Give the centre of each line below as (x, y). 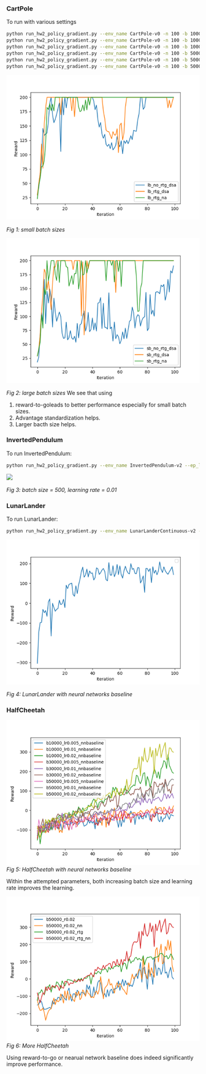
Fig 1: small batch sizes (36, 229)
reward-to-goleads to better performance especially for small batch (101, 405)
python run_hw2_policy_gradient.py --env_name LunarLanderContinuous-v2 (101, 531)
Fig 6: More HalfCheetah (38, 1046)
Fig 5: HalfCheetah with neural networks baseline (69, 870)
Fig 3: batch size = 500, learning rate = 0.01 (62, 489)
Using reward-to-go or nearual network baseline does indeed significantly (100, 1058)
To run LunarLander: (32, 519)
